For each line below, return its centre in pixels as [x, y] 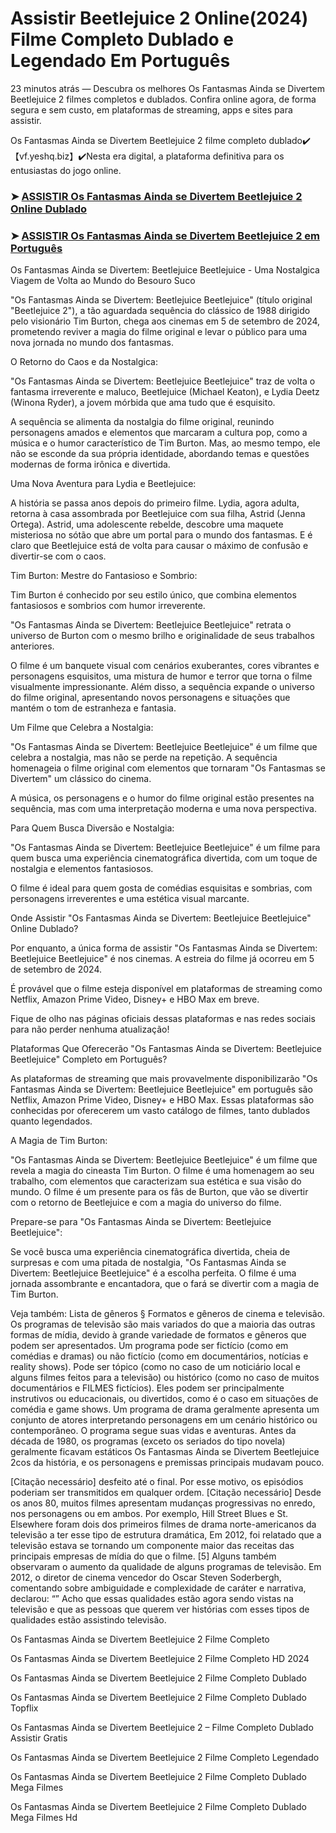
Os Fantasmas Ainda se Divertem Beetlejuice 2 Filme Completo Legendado [165, 1758]
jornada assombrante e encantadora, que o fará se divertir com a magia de [165, 1284]
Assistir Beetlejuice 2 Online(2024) [159, 18]
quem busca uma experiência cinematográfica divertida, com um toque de [164, 858]
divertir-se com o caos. [58, 556]
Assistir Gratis [39, 1738]
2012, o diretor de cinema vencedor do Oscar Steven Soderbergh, [146, 1578]
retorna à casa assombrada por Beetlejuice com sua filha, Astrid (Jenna [158, 514]
